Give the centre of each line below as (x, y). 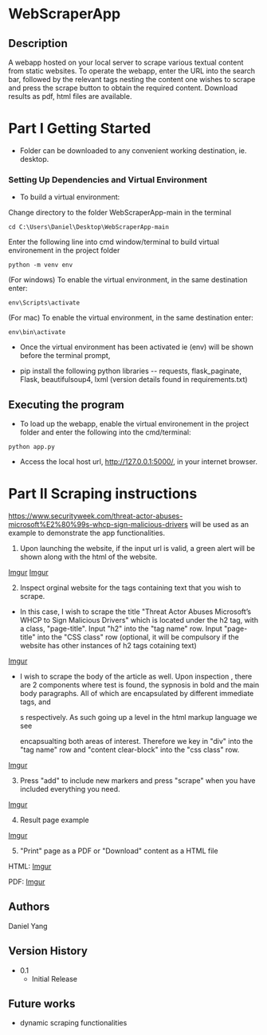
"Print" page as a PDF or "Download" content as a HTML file (119, 851)
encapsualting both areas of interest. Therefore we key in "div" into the (136, 741)
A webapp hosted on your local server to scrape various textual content (126, 62)
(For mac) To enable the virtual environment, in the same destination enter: (131, 318)
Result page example (54, 820)
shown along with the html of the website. (88, 557)
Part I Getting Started (80, 129)
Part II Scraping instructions (103, 494)
